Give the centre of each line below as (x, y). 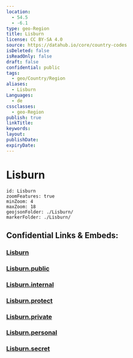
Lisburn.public (28, 268)
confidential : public (33, 67)
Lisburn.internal (30, 284)
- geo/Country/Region (39, 78)
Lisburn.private (29, 317)
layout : (16, 134)
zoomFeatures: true (31, 196)
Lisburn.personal (32, 333)
